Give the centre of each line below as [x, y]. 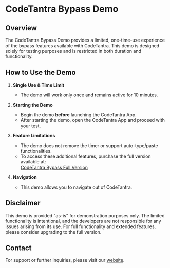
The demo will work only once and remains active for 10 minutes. [89, 95]
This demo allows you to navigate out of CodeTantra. [76, 187]
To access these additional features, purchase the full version [86, 156]
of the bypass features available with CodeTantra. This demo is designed [82, 46]
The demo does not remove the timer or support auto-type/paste [89, 145]
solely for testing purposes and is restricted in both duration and [73, 51]
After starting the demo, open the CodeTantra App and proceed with [93, 120]
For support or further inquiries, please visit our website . [65, 260]
